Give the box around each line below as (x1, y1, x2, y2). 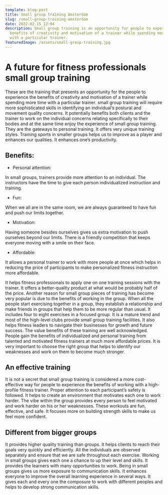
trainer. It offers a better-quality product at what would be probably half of (5, 285, 157, 291)
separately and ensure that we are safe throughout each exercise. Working (5, 452, 159, 458)
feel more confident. (5, 414, 47, 420)
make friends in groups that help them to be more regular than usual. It (5, 306, 151, 312)
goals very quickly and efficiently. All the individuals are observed (5, 447, 141, 453)
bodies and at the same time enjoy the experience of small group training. (5, 121, 157, 127)
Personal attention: (12, 164, 51, 170)
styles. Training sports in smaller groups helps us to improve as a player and (5, 131, 162, 137)
